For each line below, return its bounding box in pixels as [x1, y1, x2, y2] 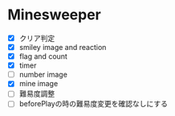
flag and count [18, 52, 67, 61]
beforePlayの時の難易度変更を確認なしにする [18, 99, 168, 109]
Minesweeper [7, 6, 101, 24]
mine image [18, 79, 59, 89]
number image [18, 70, 67, 80]
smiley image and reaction [18, 43, 107, 52]
